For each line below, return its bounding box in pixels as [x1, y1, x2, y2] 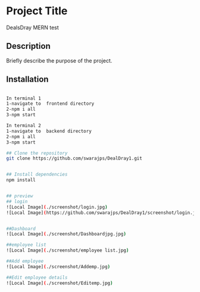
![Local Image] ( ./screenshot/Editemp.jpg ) [6, 280, 113, 286]
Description [6, 41, 51, 51]
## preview [6, 193, 33, 199]
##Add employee [6, 258, 44, 265]
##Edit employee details [6, 274, 68, 281]
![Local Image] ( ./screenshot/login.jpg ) [6, 204, 108, 210]
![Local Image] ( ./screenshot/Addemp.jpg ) [6, 263, 111, 269]
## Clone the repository [6, 150, 68, 156]
